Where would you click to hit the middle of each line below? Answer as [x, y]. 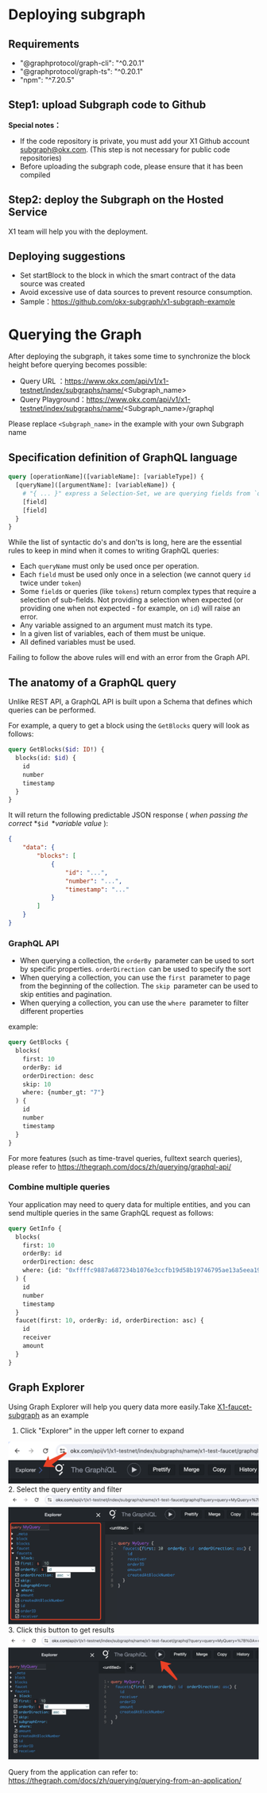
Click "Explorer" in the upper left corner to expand [102, 1430]
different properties [52, 1011]
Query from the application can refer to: [73, 1772]
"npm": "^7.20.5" [47, 80]
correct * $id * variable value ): [58, 824]
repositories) [41, 157]
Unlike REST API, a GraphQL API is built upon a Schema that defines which [130, 702]
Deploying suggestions [67, 256]
